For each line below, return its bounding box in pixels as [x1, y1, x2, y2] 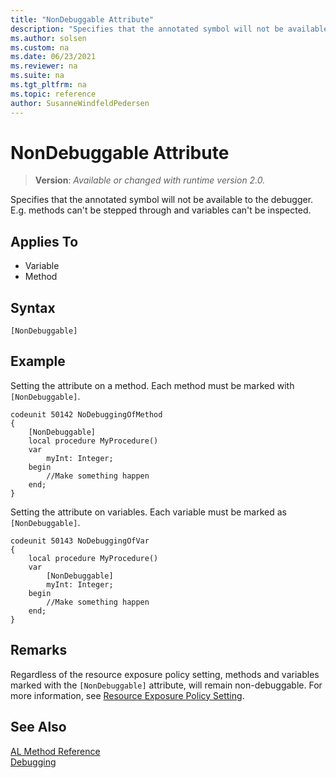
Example [10, 353, 66, 370]
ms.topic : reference [10, 89, 97, 99]
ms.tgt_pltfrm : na [10, 80, 87, 90]
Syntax [10, 299, 56, 316]
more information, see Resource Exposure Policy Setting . [10, 689, 245, 701]
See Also [10, 719, 67, 736]
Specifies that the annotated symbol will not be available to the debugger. [10, 194, 314, 206]
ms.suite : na [10, 71, 65, 81]
